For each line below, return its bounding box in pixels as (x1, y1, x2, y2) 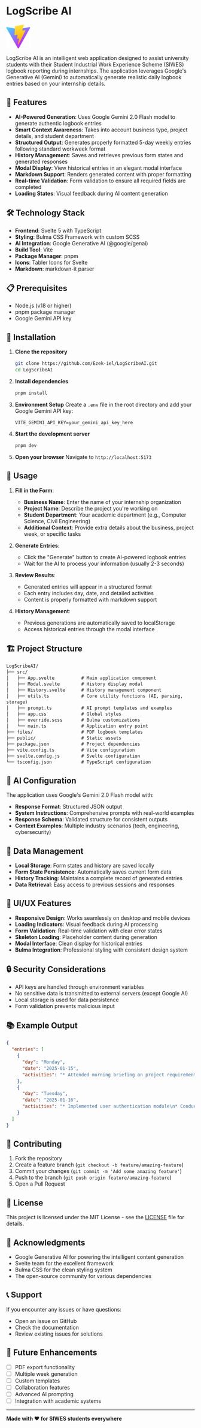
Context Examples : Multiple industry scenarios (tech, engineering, (14, 822, 179, 829)
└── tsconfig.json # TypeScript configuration (6, 759, 151, 766)
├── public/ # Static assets (6, 735, 121, 742)
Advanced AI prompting (14, 1390, 74, 1397)
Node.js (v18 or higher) (14, 302, 72, 310)
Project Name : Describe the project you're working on (23, 505, 158, 512)
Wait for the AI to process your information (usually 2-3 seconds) (23, 560, 184, 567)
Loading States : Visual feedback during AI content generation (14, 190, 169, 197)
